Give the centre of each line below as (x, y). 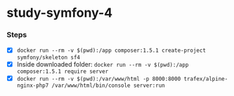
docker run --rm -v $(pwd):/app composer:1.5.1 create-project (111, 50)
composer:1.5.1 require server (63, 71)
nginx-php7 (33, 85)
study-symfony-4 (60, 13)
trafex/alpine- (206, 78)
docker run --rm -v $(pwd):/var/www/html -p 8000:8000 (99, 78)
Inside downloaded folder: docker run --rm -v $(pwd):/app (103, 64)
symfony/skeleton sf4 (48, 57)
